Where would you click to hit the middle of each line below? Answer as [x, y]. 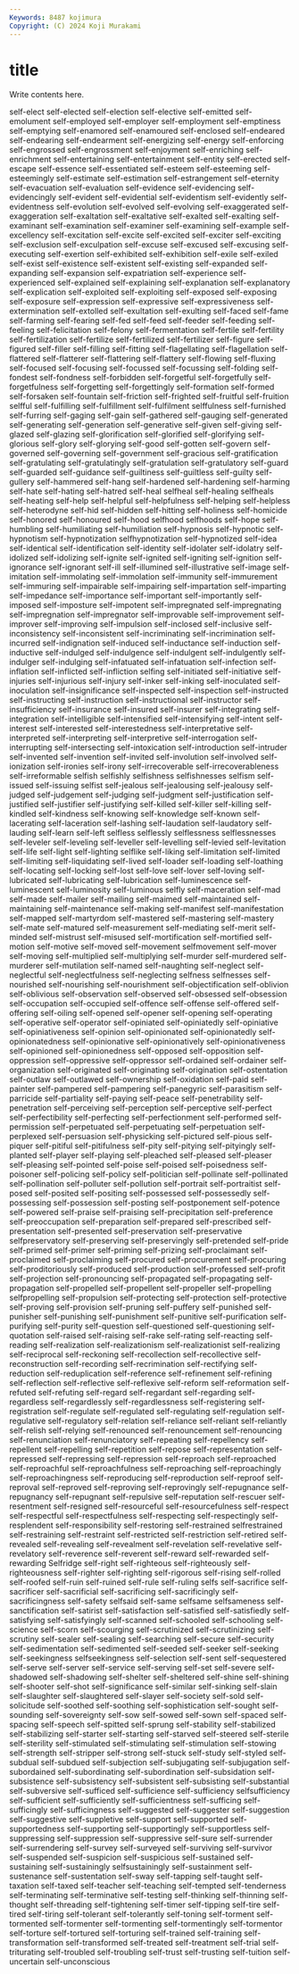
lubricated [28, 880]
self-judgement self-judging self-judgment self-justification [146, 795]
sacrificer [27, 1592]
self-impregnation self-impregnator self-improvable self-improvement [137, 615]
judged [22, 795]
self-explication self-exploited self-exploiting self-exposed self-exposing [143, 292]
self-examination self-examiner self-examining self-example [160, 226]
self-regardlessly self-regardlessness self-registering [149, 1402]
